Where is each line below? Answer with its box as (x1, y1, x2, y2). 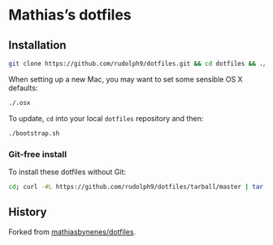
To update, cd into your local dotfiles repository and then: (8, 113, 204, 123)
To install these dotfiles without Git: (8, 167, 127, 177)
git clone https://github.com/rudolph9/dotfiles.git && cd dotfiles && (8, 59, 256, 68)
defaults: (8, 83, 38, 93)
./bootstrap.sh (8, 129, 60, 138)
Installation (8, 38, 67, 52)
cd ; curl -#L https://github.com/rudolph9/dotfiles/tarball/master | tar (8, 182, 264, 190)
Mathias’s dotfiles (8, 6, 132, 24)
